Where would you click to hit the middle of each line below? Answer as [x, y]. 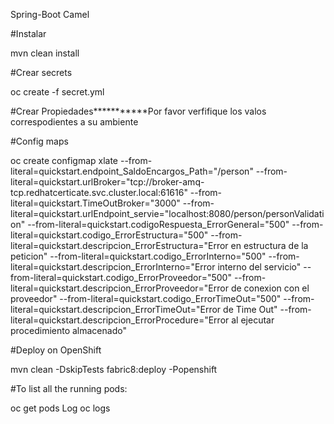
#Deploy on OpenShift [56, 350]
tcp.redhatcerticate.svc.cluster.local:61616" [99, 192]
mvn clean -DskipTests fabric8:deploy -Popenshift [114, 369]
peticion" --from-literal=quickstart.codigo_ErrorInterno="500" [138, 256]
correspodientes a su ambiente [74, 122]
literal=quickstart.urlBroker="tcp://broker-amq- [107, 182]
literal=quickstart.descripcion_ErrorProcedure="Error [120, 320]
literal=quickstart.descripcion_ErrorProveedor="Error [119, 288]
